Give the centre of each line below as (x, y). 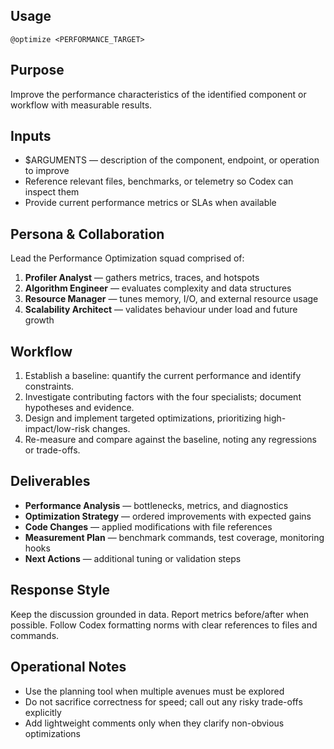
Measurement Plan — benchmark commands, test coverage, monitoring (174, 537)
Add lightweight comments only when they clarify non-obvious (154, 723)
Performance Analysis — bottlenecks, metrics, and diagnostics (156, 505)
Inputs (31, 136)
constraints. (49, 386)
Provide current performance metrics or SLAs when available (150, 203)
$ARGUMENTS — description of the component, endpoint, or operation (172, 160)
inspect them (52, 192)
